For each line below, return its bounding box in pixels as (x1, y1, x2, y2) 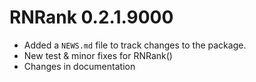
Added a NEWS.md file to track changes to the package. (23, 39, 247, 51)
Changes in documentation (23, 60, 136, 72)
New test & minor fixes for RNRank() (23, 49, 173, 61)
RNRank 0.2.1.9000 (9, 6, 174, 29)
